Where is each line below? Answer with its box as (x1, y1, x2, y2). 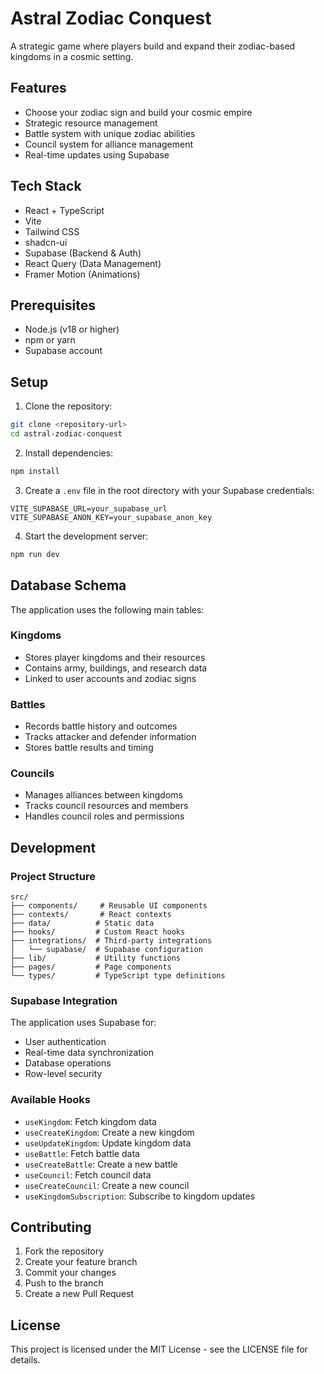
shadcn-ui (24, 236, 68, 248)
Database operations (24, 1057, 112, 1069)
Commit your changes (24, 1267, 117, 1279)
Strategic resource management (24, 117, 158, 129)
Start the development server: (24, 530, 149, 542)
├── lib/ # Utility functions (10, 953, 182, 964)
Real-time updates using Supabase (24, 148, 170, 161)
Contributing (10, 1219, 92, 1236)
